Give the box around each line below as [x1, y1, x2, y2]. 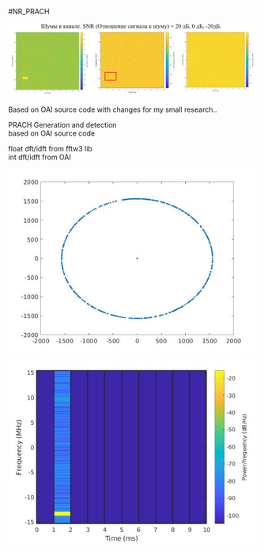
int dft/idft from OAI [8, 152, 71, 162]
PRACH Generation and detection [8, 121, 117, 130]
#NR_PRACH [8, 7, 50, 16]
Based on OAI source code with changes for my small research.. [8, 105, 217, 114]
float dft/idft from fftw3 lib [8, 144, 92, 154]
